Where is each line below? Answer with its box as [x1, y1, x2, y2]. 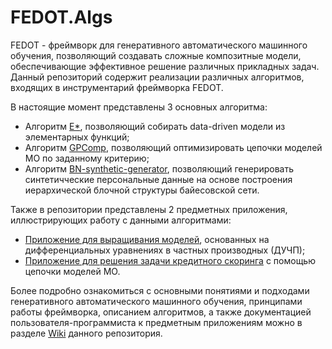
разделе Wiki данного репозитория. [10, 327, 163, 339]
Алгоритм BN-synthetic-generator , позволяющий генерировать [24, 162, 294, 175]
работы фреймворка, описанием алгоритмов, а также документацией [10, 306, 312, 318]
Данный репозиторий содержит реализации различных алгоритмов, [10, 71, 305, 83]
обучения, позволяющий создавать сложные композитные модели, [10, 49, 302, 61]
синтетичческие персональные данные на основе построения [24, 173, 293, 185]
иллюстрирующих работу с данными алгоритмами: [10, 214, 232, 226]
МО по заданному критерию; [24, 152, 150, 164]
